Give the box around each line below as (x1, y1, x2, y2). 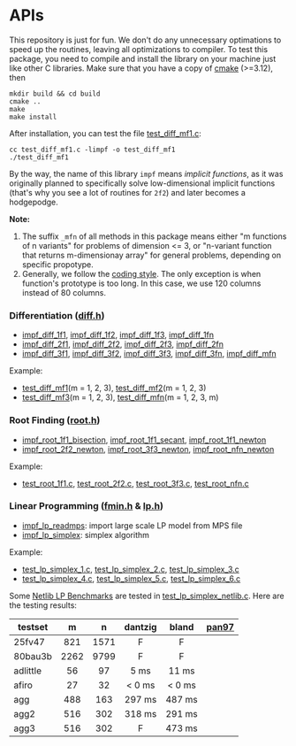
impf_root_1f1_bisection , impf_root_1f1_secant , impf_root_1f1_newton (21, 435, 267, 445)
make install (9, 112, 57, 121)
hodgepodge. (9, 196, 59, 207)
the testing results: (9, 599, 78, 611)
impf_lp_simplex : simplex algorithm (21, 529, 150, 540)
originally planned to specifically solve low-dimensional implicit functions (9, 178, 276, 188)
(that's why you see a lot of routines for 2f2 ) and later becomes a (9, 187, 246, 197)
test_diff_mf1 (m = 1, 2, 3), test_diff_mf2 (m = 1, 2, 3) (21, 382, 207, 394)
